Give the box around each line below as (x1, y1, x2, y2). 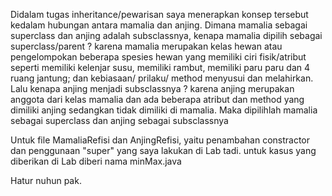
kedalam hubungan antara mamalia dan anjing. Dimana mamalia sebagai (10, 19, 308, 31)
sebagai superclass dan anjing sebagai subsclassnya (10, 115, 229, 126)
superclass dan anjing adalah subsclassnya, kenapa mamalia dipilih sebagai (10, 30, 323, 41)
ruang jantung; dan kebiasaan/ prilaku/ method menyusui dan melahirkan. (10, 72, 314, 84)
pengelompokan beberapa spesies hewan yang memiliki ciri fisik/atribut (10, 51, 307, 63)
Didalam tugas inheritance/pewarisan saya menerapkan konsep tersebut (10, 9, 309, 20)
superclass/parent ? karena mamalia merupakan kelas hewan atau (10, 40, 283, 52)
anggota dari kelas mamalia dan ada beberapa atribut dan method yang (10, 94, 305, 105)
